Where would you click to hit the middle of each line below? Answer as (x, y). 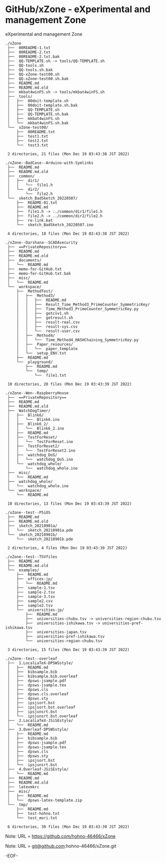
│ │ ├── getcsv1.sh (43, 313)
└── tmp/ (18, 805)
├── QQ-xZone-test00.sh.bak (38, 79)
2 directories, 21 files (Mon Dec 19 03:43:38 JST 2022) (68, 154)
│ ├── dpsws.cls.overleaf (38, 694)
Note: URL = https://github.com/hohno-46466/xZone (61, 836)
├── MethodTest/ (35, 291)
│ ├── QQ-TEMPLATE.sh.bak (38, 114)
